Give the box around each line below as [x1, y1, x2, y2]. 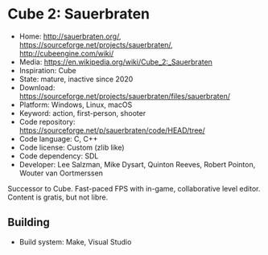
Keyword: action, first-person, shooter [19, 108, 146, 117]
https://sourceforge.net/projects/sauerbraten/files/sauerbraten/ [19, 91, 231, 101]
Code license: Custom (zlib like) [19, 142, 126, 152]
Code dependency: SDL [19, 150, 99, 161]
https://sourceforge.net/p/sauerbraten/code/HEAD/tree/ [19, 125, 206, 135]
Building [7, 216, 50, 229]
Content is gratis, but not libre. [7, 192, 109, 202]
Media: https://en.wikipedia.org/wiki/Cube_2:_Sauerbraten [19, 57, 212, 67]
